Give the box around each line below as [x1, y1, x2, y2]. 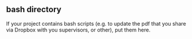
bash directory [6, 5, 62, 15]
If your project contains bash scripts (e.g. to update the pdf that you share [6, 20, 186, 27]
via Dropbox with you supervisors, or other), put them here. [6, 26, 151, 33]
